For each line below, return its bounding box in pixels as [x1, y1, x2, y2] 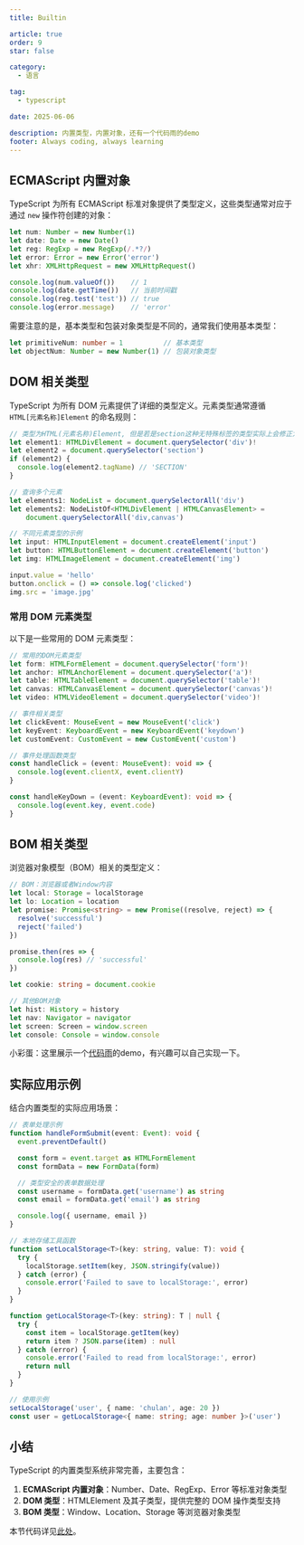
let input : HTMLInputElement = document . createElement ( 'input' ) [9, 537, 257, 547]
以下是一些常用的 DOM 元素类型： [9, 632, 137, 643]
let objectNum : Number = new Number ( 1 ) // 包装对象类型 [9, 346, 216, 355]
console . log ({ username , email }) [17, 1211, 147, 1221]
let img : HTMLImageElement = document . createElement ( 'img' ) [9, 554, 242, 564]
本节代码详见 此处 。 [9, 1526, 81, 1537]
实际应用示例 [9, 1076, 81, 1092]
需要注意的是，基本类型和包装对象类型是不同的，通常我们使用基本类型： [9, 320, 279, 331]
